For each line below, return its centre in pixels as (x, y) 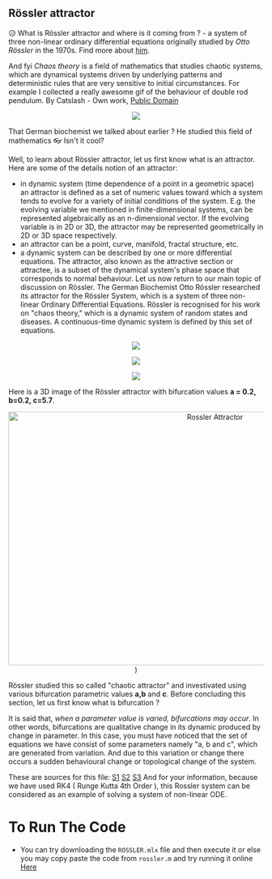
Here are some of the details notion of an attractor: (93, 168)
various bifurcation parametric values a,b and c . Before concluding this (127, 694)
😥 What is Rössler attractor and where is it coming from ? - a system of (127, 32)
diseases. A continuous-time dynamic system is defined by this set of (136, 321)
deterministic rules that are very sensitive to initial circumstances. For (124, 83)
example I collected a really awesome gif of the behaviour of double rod (128, 92)
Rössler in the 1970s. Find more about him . (79, 50)
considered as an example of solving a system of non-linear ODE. (118, 794)
